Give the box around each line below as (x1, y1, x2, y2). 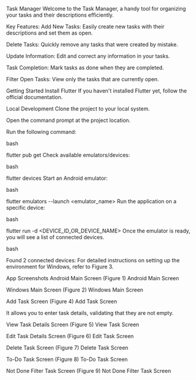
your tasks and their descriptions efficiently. (6, 11, 114, 19)
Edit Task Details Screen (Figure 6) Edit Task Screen (6, 333, 134, 339)
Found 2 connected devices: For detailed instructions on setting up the (6, 257, 180, 263)
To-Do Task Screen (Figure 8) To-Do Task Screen (6, 356, 128, 363)
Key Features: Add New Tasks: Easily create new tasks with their (6, 23, 165, 30)
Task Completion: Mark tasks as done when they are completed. (6, 64, 164, 71)
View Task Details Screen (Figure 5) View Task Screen (6, 321, 139, 328)
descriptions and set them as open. (6, 29, 94, 36)
